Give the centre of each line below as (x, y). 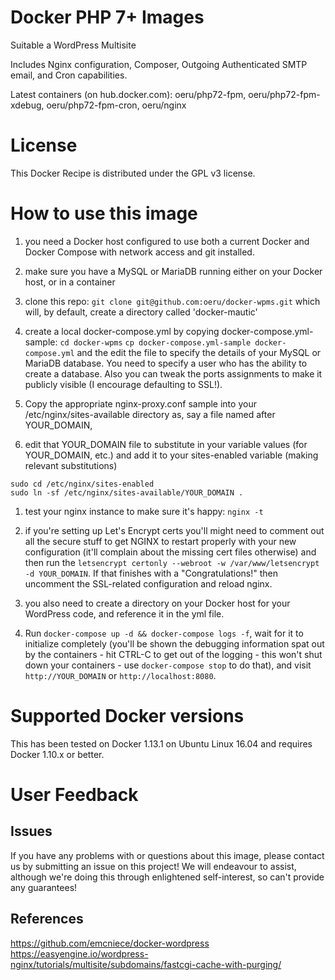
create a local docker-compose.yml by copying (122, 331)
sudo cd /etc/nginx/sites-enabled (82, 484)
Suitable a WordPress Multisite (73, 45)
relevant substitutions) (71, 465)
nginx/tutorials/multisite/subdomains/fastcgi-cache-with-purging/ (146, 964)
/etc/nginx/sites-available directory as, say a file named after (150, 414)
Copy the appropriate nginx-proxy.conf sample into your (140, 403)
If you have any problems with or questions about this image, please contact (167, 855)
